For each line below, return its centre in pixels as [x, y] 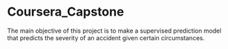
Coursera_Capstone [66, 12]
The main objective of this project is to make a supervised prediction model [114, 31]
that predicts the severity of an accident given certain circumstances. [106, 37]
